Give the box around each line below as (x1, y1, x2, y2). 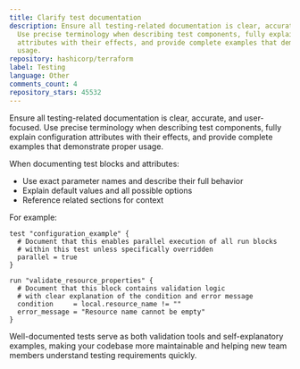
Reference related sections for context (21, 194, 164, 205)
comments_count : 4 (9, 80, 78, 88)
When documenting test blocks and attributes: (9, 158, 180, 169)
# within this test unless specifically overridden (17, 245, 214, 254)
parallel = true (17, 252, 78, 262)
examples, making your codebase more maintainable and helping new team (9, 340, 287, 351)
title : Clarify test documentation (9, 13, 142, 22)
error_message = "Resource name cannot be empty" (17, 307, 205, 316)
